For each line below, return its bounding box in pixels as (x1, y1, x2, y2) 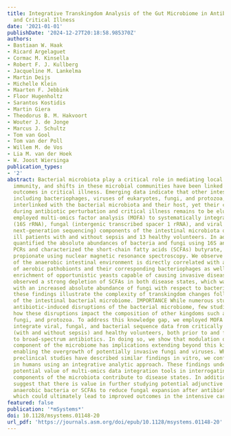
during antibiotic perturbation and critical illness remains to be (13, 208, 214, 215)
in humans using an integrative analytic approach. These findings (13, 361, 211, 368)
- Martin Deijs (7, 73, 51, 81)
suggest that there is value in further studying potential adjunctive (13, 380, 223, 387)
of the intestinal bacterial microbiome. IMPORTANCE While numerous (13, 297, 214, 304)
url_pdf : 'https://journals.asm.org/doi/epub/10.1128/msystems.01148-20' (7, 418, 223, 426)
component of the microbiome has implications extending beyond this (13, 342, 217, 349)
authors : (7, 36, 32, 43)
